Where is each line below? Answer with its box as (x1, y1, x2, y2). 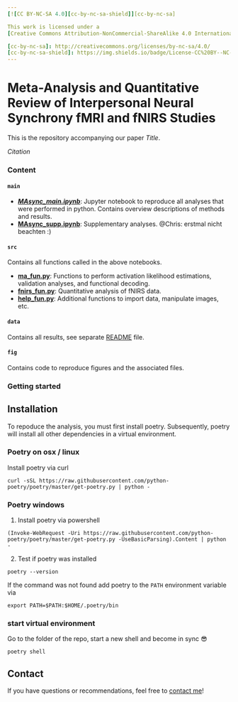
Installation (7, 403, 58, 416)
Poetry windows (7, 499, 65, 509)
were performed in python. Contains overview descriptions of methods (17, 205, 225, 213)
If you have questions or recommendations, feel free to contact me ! (7, 686, 204, 695)
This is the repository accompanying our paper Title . (7, 134, 161, 142)
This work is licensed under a (7, 23, 100, 31)
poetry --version (7, 568, 59, 576)
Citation (7, 147, 30, 156)
